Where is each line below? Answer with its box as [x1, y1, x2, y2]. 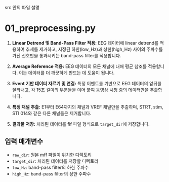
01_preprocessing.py [5, 22, 96, 34]
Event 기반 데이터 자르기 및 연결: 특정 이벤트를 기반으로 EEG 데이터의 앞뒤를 [12, 80, 162, 86]
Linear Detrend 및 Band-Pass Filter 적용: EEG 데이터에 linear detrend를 [12, 40, 159, 46]
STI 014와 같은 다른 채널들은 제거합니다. [12, 110, 92, 116]
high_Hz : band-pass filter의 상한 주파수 [12, 170, 92, 176]
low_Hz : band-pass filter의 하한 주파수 [12, 164, 89, 170]
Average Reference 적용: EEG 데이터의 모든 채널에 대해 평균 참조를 [12, 63, 147, 69]
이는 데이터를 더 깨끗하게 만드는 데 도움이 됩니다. [19, 69, 115, 76]
